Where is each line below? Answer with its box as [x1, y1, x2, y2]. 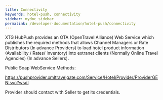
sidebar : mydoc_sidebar [5, 16, 54, 21]
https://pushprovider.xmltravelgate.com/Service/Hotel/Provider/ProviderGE [5, 74, 158, 80]
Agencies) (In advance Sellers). [5, 55, 69, 62]
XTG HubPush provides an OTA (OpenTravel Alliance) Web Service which [5, 34, 154, 40]
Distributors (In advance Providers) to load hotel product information [5, 45, 145, 51]
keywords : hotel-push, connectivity [5, 12, 81, 17]
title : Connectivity [5, 7, 48, 12]
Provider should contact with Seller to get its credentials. [5, 89, 121, 95]
